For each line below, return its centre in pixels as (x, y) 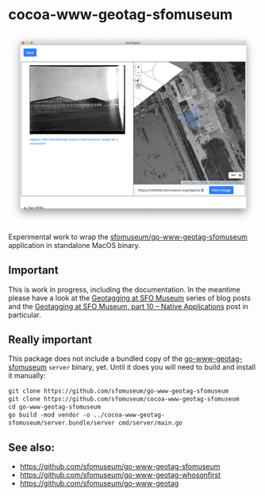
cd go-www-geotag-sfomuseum (55, 407)
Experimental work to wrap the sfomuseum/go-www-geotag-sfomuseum (128, 237)
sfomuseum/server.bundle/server (61, 423)
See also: (32, 447)
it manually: (27, 376)
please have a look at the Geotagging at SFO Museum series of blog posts (130, 298)
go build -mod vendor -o (49, 415)
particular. (25, 315)
